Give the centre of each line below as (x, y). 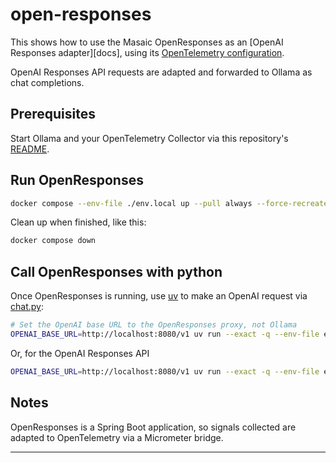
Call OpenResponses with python (116, 271)
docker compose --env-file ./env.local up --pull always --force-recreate (169, 203)
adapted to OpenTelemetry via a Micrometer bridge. (117, 437)
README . (30, 149)
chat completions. (47, 82)
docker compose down (53, 241)
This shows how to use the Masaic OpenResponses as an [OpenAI (147, 42)
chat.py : (27, 307)
